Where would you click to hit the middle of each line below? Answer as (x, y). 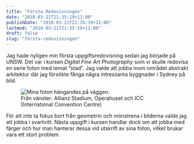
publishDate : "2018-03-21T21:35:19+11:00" (59, 22)
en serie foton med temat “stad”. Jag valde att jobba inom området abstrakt (97, 68)
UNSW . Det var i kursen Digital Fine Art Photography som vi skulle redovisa (97, 62)
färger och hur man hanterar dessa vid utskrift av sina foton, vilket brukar (95, 128)
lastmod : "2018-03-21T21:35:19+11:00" (53, 28)
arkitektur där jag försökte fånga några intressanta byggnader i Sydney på (96, 74)
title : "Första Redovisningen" (44, 11)
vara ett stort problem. (33, 135)
